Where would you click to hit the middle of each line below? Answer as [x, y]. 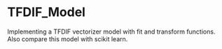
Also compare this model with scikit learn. [68, 38]
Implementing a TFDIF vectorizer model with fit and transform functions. [111, 31]
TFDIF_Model [47, 12]
